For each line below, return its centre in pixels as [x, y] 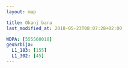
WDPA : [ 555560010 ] [29, 39]
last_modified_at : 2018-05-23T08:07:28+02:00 [64, 28]
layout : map [21, 12]
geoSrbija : [20, 45]
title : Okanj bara [29, 23]
